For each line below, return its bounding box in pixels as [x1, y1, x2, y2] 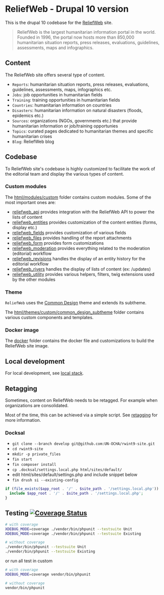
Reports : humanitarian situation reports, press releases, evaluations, [12, 81, 149, 87]
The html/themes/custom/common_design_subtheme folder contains [5, 309, 144, 315]
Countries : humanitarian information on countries [12, 102, 112, 108]
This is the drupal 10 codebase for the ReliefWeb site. [5, 20, 113, 25]
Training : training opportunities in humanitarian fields [12, 97, 120, 103]
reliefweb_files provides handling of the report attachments [12, 235, 132, 241]
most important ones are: [5, 199, 56, 205]
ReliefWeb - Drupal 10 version [5, 3, 129, 15]
